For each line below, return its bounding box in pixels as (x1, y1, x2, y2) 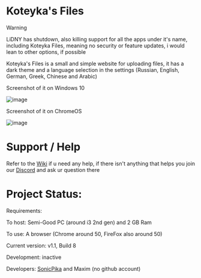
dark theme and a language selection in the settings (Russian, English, (6, 66, 180, 73)
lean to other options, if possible (6, 48, 86, 55)
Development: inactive (6, 253, 62, 261)
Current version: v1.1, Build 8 (6, 241, 76, 249)
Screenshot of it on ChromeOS (6, 107, 82, 114)
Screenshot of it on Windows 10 (6, 84, 85, 91)
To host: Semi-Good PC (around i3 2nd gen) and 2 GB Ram (6, 219, 152, 226)
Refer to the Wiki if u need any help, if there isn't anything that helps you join (6, 160, 196, 167)
